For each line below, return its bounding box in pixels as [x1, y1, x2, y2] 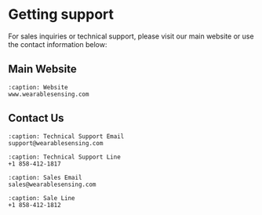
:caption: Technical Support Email [8, 132, 125, 140]
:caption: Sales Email [8, 173, 82, 181]
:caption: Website [8, 83, 68, 91]
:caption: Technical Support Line [8, 153, 122, 161]
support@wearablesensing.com [8, 139, 104, 147]
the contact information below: [8, 39, 107, 49]
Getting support [8, 5, 115, 24]
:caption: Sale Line [8, 194, 76, 202]
